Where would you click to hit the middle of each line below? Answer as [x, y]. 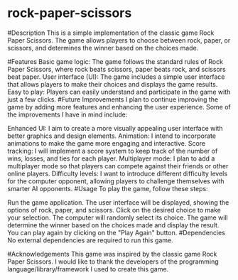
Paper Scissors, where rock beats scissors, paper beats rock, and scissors [117, 69]
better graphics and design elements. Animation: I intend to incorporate [112, 136]
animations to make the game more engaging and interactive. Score [107, 143]
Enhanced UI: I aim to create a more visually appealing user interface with [115, 128]
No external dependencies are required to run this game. [90, 240]
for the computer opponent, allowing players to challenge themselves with [116, 181]
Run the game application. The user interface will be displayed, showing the [118, 202]
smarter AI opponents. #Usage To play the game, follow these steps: [108, 188]
